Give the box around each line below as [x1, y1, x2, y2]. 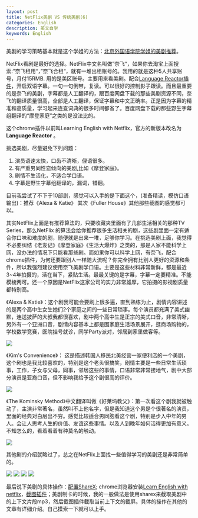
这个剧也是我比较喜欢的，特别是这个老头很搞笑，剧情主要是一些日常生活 [6, 359, 181, 366]
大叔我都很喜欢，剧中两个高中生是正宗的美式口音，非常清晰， [42, 313, 192, 320]
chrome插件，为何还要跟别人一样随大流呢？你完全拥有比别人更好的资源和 [6, 256, 185, 263]
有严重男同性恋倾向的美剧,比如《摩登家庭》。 [14, 165, 123, 172]
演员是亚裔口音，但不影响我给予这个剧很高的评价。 [11, 374, 136, 381]
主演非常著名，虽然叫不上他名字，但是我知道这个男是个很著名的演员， [21, 405, 192, 412]
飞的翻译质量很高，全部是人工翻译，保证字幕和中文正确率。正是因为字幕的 [6, 97, 187, 104]
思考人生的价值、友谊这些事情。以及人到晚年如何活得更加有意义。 [31, 420, 192, 427]
